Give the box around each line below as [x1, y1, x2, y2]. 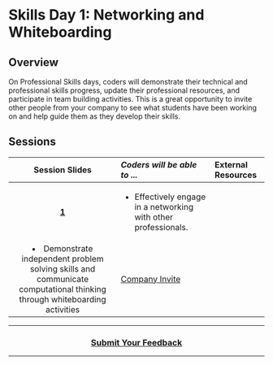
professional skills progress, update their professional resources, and [8, 85, 240, 95]
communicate [36, 273, 89, 285]
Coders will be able [120, 159, 197, 170]
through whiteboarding [19, 293, 107, 305]
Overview [8, 55, 59, 69]
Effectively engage [134, 191, 206, 202]
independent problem [21, 253, 104, 264]
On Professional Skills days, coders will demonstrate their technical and [8, 77, 248, 86]
